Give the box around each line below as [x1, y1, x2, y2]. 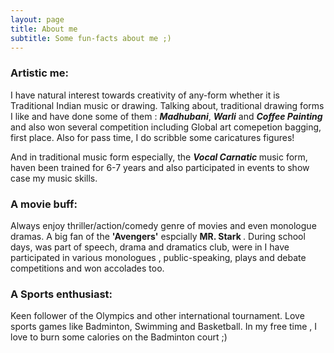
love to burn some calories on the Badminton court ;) [10, 331, 228, 343]
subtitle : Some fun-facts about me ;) [10, 33, 172, 43]
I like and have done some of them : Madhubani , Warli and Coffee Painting [10, 110, 323, 122]
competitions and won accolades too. [10, 262, 165, 274]
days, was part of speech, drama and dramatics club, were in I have [10, 241, 290, 253]
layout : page [10, 14, 65, 25]
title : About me [10, 24, 78, 34]
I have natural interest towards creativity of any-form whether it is [10, 89, 280, 101]
